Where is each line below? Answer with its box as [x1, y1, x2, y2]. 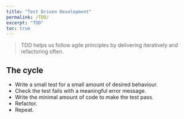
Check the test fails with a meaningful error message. [14, 87, 146, 95]
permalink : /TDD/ [6, 14, 49, 20]
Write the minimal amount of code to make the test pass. [14, 93, 154, 101]
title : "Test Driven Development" [6, 8, 92, 15]
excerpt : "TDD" [6, 20, 44, 26]
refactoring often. [20, 48, 64, 55]
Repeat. [14, 107, 35, 114]
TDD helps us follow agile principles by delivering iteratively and [20, 42, 179, 49]
